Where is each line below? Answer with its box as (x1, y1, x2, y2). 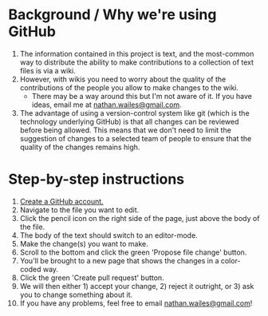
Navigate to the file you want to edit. (19, 205, 140, 215)
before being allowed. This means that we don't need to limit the (19, 125, 231, 135)
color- (220, 255, 241, 265)
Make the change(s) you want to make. (19, 239, 149, 248)
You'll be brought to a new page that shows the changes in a (19, 255, 219, 265)
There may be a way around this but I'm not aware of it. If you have (31, 91, 253, 101)
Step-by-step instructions (8, 170, 185, 188)
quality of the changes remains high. (19, 142, 140, 152)
